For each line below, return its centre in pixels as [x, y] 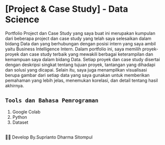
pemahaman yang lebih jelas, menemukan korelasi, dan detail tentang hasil [82, 80]
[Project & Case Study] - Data [67, 9]
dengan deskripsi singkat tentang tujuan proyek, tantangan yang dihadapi [80, 65]
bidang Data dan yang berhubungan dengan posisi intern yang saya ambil [81, 43]
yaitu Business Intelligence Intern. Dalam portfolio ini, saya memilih [73, 49]
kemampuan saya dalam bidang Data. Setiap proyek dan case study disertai [82, 59]
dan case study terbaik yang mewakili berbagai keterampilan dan [87, 54]
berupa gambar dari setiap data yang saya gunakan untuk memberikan [78, 75]
